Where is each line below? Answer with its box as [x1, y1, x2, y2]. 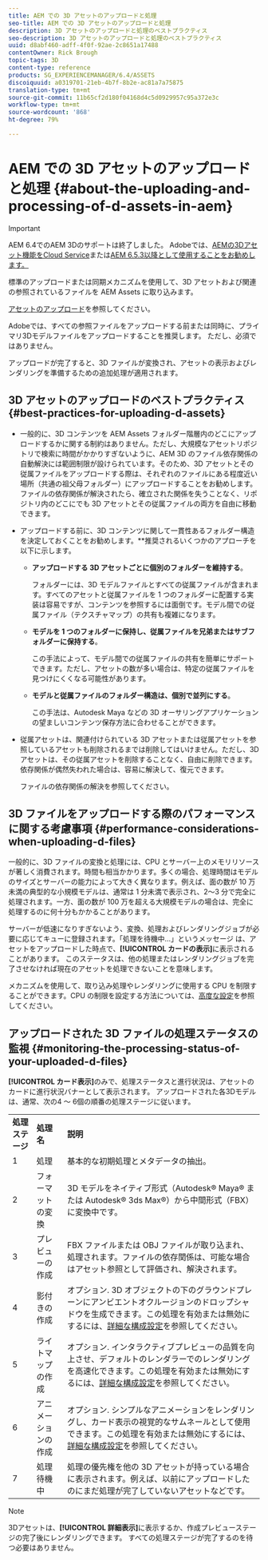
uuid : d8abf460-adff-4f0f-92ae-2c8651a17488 [8, 42, 159, 50]
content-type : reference [8, 64, 91, 72]
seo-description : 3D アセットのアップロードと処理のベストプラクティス [8, 34, 222, 42]
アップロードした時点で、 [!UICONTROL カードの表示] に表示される [35, 944, 255, 953]
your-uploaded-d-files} [8, 1054, 128, 1068]
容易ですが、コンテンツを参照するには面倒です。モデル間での [45, 599, 248, 609]
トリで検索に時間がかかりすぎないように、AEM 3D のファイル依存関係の [19, 448, 258, 458]
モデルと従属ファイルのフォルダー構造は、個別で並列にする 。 [31, 690, 235, 700]
